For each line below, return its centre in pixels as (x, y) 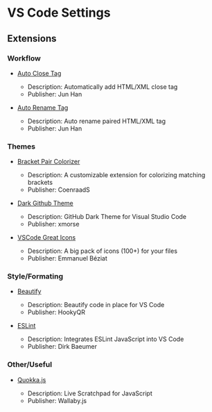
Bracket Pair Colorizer (48, 162)
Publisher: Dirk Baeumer (62, 347)
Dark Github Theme (45, 204)
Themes (21, 146)
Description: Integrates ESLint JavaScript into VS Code (106, 339)
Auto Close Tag (39, 73)
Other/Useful (30, 365)
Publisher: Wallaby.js (57, 400)
